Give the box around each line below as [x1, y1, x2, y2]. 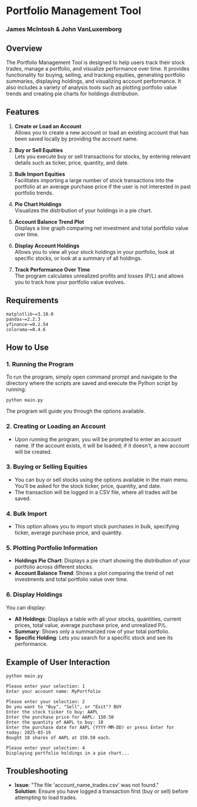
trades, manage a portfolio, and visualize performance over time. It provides [6, 65, 189, 72]
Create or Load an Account [14, 122, 82, 130]
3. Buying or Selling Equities [6, 463, 88, 471]
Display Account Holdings [14, 242, 80, 249]
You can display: [6, 604, 46, 611]
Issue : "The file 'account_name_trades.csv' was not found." [14, 782, 159, 789]
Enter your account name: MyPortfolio [6, 688, 101, 694]
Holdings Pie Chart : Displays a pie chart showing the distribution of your [14, 557, 191, 564]
